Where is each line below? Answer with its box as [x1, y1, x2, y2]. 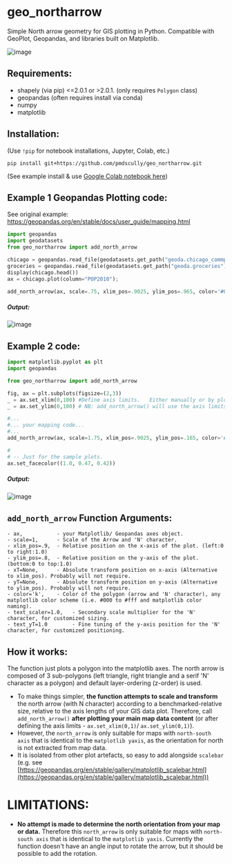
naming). [7, 603, 32, 610]
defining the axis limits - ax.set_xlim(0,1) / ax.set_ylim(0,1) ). [17, 722, 195, 730]
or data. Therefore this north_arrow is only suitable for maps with [17, 827, 202, 836]
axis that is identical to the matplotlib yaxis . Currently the [35, 835, 204, 843]
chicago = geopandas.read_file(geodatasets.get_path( [7, 256, 166, 263]
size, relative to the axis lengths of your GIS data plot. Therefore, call [17, 707, 213, 716]
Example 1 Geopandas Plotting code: [7, 191, 168, 204]
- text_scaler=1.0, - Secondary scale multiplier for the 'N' [7, 609, 196, 616]
